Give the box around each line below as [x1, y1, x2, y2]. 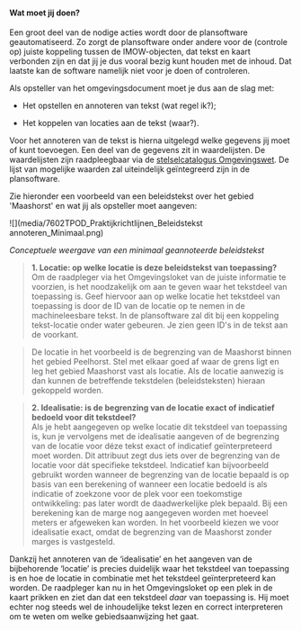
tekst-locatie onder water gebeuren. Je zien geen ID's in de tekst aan [31, 320, 288, 330]
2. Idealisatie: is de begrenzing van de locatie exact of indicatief [31, 402, 276, 413]
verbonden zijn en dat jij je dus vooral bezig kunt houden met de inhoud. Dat [9, 56, 292, 67]
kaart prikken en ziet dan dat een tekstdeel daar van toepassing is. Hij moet [9, 592, 289, 603]
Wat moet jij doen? [9, 7, 81, 18]
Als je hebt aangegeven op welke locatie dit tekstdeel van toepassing [31, 421, 288, 432]
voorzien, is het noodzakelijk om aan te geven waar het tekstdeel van [31, 282, 288, 293]
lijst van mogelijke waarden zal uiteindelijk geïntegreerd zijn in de [9, 164, 250, 175]
